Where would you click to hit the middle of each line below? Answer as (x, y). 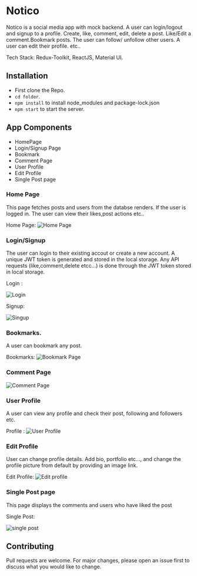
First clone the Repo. (40, 90)
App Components (39, 128)
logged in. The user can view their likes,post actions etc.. (75, 213)
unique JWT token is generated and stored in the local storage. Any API (93, 259)
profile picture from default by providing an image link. (72, 465)
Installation (27, 76)
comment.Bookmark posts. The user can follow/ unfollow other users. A (93, 40)
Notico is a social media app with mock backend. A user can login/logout (94, 27)
